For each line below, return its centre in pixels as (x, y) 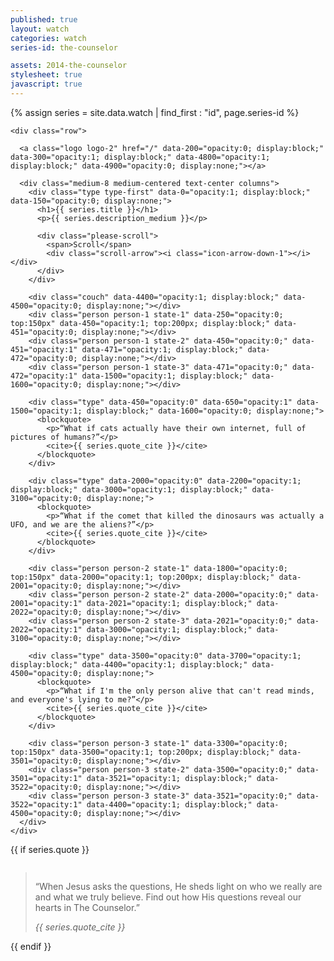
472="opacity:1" (44, 376)
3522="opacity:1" (46, 804)
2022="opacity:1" (46, 629)
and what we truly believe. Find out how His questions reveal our (168, 897)
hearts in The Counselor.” (87, 907)
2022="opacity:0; (46, 612)
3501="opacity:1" (46, 778)
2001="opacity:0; (46, 586)
